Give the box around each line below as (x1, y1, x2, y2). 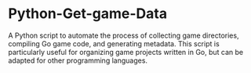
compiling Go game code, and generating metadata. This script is (8, 38, 220, 48)
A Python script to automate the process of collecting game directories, (8, 31, 239, 40)
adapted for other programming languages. (8, 56, 147, 65)
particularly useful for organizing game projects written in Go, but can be (8, 47, 244, 57)
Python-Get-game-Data (8, 5, 167, 23)
